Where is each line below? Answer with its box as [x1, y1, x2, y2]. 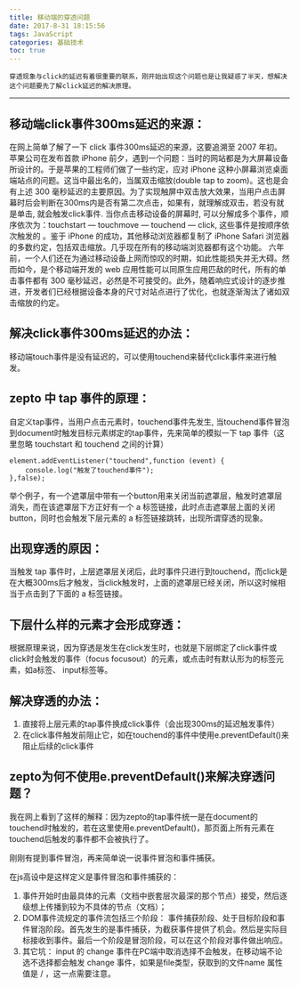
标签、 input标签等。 [36, 665, 113, 676]
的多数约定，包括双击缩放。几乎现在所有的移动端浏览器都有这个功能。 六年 [9, 241, 285, 252]
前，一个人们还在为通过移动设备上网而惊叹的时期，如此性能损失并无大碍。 [9, 253, 282, 263]
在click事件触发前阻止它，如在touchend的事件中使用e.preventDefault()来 [21, 730, 289, 740]
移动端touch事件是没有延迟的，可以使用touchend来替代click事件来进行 [9, 351, 270, 361]
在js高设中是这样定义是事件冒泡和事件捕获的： [9, 871, 180, 882]
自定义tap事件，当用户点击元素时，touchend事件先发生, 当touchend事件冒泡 [9, 416, 290, 427]
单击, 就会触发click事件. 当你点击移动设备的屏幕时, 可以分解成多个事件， [16, 208, 282, 219]
